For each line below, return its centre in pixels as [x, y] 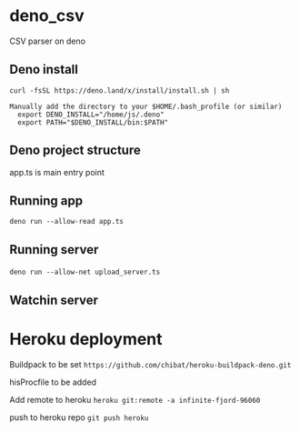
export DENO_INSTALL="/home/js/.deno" [91, 115]
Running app [46, 201]
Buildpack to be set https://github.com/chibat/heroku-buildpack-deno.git [150, 364]
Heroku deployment [86, 339]
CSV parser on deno [48, 41]
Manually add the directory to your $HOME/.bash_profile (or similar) [146, 106]
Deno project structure [75, 151]
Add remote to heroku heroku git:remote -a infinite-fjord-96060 [135, 399]
